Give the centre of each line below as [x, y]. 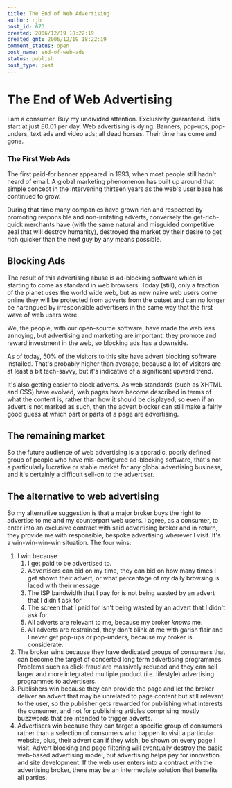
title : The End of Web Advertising [59, 14]
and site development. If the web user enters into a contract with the [115, 763]
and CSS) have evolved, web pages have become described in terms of [109, 392]
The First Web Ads [39, 159]
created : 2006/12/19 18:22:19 [51, 33]
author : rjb [24, 20]
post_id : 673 [26, 26]
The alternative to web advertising [83, 496]
